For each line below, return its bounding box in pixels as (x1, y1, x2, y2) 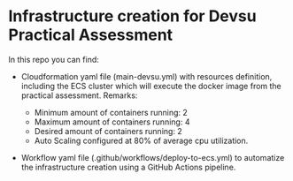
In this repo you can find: (8, 54, 99, 64)
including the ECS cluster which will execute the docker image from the (20, 80, 282, 91)
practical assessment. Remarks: (20, 90, 138, 101)
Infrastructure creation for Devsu (8, 6, 258, 26)
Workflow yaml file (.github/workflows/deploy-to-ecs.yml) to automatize (20, 152, 285, 162)
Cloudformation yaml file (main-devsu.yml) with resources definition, (20, 71, 273, 81)
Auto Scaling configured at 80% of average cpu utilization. (34, 135, 249, 146)
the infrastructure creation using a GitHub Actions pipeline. (20, 162, 236, 172)
